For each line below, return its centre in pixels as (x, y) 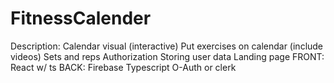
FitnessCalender (81, 18)
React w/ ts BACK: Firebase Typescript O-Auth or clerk (123, 67)
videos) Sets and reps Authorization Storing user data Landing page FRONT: (167, 56)
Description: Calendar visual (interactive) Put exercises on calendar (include (167, 46)
